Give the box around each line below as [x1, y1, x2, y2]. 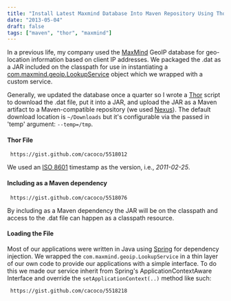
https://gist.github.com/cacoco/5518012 [10, 151, 128, 158]
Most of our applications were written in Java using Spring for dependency [7, 245, 219, 253]
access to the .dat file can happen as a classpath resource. [7, 214, 175, 222]
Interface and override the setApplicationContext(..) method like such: [7, 273, 212, 282]
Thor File [7, 136, 33, 144]
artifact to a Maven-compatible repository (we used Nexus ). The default [7, 105, 211, 114]
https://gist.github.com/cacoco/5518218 [10, 287, 128, 294]
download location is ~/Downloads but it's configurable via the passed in [7, 113, 210, 121]
